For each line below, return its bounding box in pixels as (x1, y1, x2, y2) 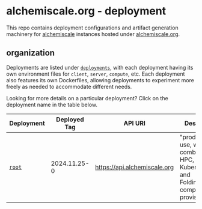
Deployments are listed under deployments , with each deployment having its (6, 64, 194, 71)
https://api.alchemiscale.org (95, 163, 174, 171)
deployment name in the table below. (6, 101, 98, 108)
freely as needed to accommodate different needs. (6, 83, 132, 90)
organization (6, 48, 55, 58)
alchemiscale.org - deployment (6, 4, 167, 18)
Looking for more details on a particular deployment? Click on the (6, 94, 168, 101)
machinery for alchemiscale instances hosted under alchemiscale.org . (6, 30, 180, 37)
